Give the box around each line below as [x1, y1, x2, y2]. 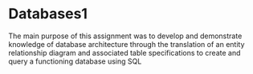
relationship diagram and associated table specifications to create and [8, 48, 241, 57]
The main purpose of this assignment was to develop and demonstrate [8, 31, 243, 41]
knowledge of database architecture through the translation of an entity [8, 39, 245, 49]
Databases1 [8, 5, 88, 23]
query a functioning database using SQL [8, 56, 142, 66]
